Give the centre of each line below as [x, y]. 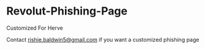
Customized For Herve [35, 28]
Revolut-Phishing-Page [67, 11]
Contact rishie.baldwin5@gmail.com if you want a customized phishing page [103, 39]
